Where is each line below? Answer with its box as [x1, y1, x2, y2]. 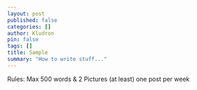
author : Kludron [7, 29, 54, 37]
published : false [7, 17, 58, 24]
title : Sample [7, 50, 49, 57]
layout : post [7, 10, 45, 17]
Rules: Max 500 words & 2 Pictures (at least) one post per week [7, 75, 190, 83]
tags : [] [7, 43, 33, 50]
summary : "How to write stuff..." [7, 56, 108, 63]
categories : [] [7, 23, 52, 30]
